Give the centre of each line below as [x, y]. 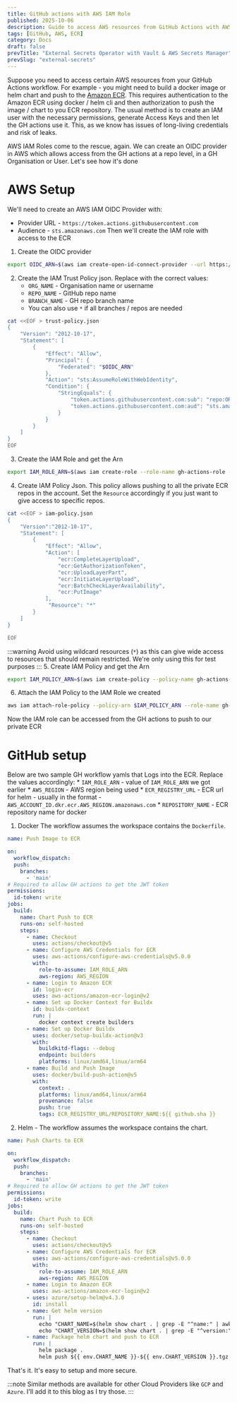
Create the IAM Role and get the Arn [70, 459]
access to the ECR [44, 238]
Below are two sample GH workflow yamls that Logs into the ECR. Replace [115, 775]
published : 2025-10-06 [41, 20]
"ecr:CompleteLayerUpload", [99, 560]
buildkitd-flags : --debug [77, 1049]
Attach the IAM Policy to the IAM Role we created [89, 693]
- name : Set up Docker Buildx [70, 1029]
